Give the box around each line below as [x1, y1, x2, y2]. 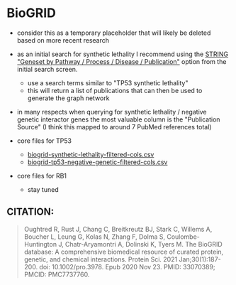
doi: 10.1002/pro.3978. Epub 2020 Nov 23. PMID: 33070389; [39, 262, 215, 271]
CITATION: [6, 206, 55, 218]
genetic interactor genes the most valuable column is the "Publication [16, 115, 220, 124]
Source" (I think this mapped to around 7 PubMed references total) [16, 122, 212, 131]
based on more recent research [16, 36, 110, 44]
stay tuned [27, 185, 59, 193]
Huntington [23, 240, 57, 248]
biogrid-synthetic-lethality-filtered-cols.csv [27, 150, 154, 158]
